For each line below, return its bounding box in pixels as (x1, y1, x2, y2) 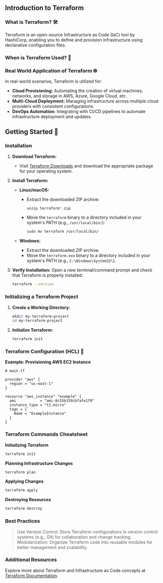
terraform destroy (5, 506, 42, 511)
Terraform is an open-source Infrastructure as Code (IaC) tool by (5, 32, 135, 38)
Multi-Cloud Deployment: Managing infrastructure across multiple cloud (12, 98, 159, 104)
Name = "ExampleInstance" (14, 411, 67, 416)
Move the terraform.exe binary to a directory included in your (26, 253, 150, 259)
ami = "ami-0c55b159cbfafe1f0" (9, 398, 95, 403)
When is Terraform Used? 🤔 (5, 54, 72, 61)
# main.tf (5, 369, 25, 374)
